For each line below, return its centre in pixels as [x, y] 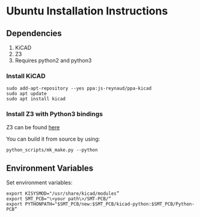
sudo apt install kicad [36, 99]
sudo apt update [26, 94]
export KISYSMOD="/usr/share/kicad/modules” [63, 194]
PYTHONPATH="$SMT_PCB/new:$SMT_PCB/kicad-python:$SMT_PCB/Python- [110, 204]
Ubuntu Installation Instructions [87, 11]
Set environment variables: [39, 183]
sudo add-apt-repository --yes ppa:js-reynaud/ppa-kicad [79, 88]
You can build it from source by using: [53, 139]
